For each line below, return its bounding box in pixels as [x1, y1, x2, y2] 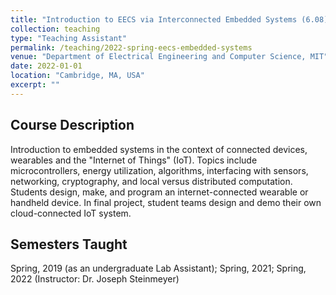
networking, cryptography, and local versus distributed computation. [10, 175, 293, 187]
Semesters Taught [10, 236, 128, 253]
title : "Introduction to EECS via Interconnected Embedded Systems [10, 14, 298, 25]
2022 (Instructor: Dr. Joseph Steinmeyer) [10, 273, 180, 285]
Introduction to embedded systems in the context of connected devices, [10, 143, 308, 155]
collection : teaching [10, 24, 101, 34]
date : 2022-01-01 [10, 61, 83, 71]
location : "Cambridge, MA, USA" [10, 71, 145, 81]
